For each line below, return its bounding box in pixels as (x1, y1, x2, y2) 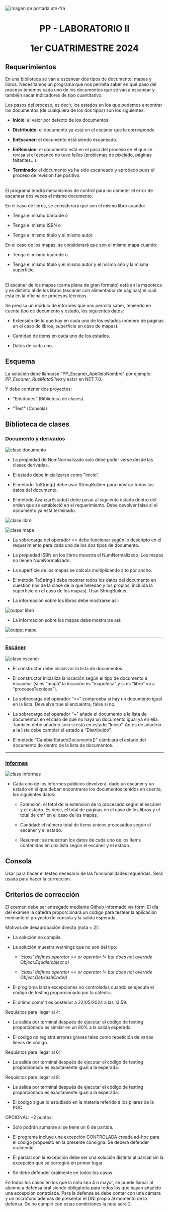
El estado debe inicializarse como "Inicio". (12, 472, 100, 478)
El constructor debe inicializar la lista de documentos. (12, 665, 124, 671)
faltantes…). (12, 157, 38, 163)
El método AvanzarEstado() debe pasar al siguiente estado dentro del (12, 496, 157, 502)
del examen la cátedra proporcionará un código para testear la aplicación (5, 909, 157, 915)
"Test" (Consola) (12, 405, 47, 411)
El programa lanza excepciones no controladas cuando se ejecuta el (12, 984, 154, 990)
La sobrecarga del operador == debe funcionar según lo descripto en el (12, 537, 162, 543)
